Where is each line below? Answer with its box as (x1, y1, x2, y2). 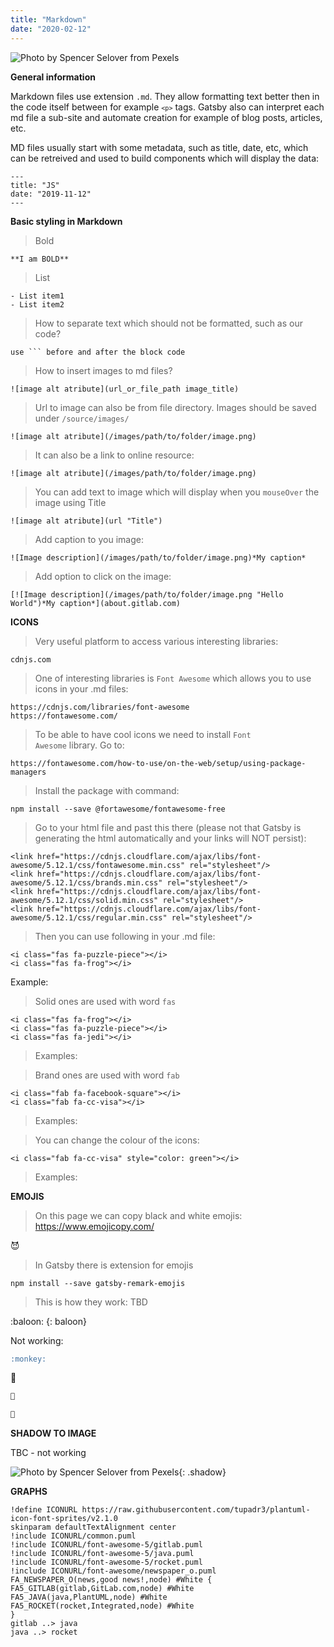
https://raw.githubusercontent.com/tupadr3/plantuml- (81, 1505, 311, 1515)
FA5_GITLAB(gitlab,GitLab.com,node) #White (10, 1584, 195, 1594)
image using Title (34, 496, 107, 508)
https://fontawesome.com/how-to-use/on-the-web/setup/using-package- (10, 758, 307, 768)
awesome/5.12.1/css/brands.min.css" (10, 877, 163, 888)
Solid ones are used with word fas (34, 995, 177, 1007)
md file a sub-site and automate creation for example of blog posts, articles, (10, 111, 323, 123)
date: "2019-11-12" (10, 189, 92, 199)
